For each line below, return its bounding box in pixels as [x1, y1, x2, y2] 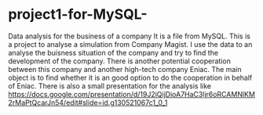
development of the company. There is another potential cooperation [8, 56, 232, 66]
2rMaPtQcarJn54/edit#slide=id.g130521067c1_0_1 [8, 98, 168, 107]
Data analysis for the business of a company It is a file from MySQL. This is [8, 31, 251, 41]
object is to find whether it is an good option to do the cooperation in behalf [8, 73, 253, 82]
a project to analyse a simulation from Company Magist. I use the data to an [8, 39, 253, 49]
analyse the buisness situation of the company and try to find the [8, 48, 218, 57]
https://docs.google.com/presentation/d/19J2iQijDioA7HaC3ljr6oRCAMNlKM [8, 89, 255, 99]
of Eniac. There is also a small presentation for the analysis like [8, 81, 212, 91]
